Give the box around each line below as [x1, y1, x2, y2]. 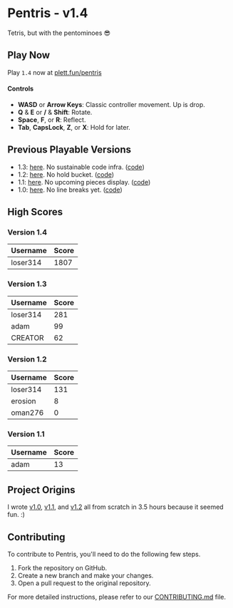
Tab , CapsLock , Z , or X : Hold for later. [17, 123, 130, 131]
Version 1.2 [7, 354, 48, 364]
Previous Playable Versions [7, 144, 132, 156]
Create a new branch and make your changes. [17, 571, 154, 579]
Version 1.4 [7, 227, 48, 237]
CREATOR [11, 333, 44, 343]
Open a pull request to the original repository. [17, 579, 151, 587]
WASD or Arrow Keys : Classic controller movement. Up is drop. [17, 100, 205, 108]
